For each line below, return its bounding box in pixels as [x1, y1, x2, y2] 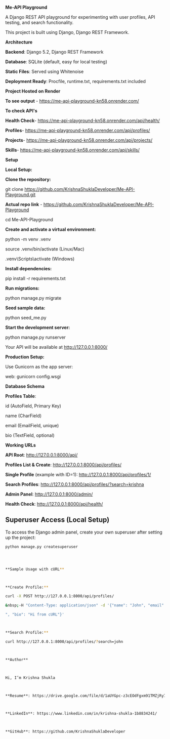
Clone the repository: [5, 177, 51, 182]
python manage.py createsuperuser [5, 544, 78, 549]
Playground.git [5, 192, 36, 197]
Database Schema [5, 383, 45, 389]
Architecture [5, 39, 33, 45]
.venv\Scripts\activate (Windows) [5, 256, 75, 262]
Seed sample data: [5, 305, 46, 311]
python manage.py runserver [5, 334, 66, 340]
